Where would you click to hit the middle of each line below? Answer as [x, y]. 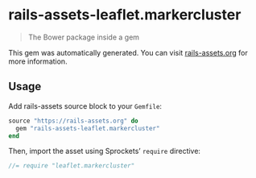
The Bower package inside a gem [83, 37]
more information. [38, 61]
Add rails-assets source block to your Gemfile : [85, 106]
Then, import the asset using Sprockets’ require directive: [105, 151]
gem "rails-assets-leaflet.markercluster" [88, 128]
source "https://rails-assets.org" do [73, 121]
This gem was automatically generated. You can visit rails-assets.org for [128, 52]
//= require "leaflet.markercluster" [72, 166]
